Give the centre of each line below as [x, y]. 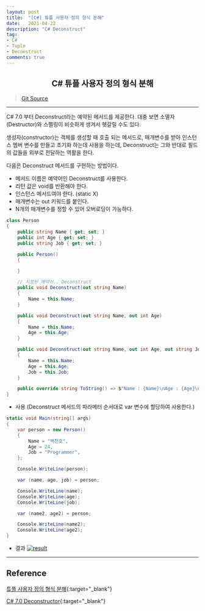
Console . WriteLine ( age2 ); [50, 530]
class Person [23, 221]
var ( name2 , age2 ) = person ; [54, 513]
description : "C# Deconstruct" [46, 29]
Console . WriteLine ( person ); [53, 469]
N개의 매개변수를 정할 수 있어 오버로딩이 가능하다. [74, 209]
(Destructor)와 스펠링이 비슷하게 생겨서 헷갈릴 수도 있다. [74, 124]
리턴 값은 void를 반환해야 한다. [52, 186]
